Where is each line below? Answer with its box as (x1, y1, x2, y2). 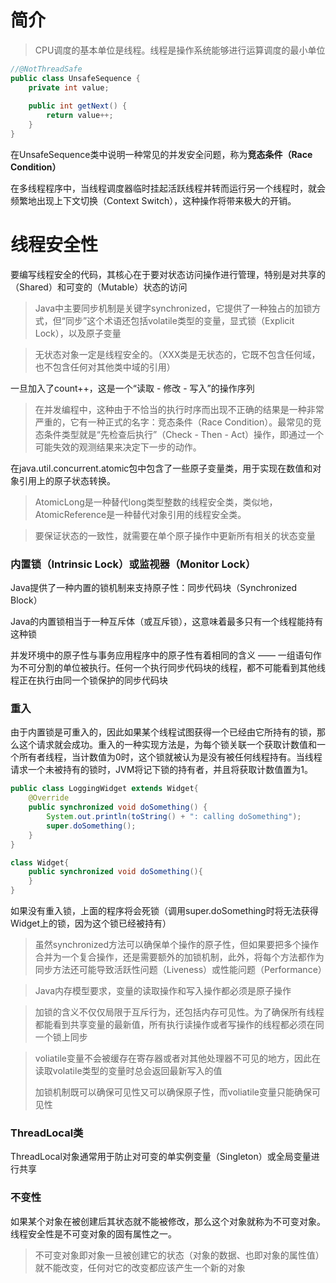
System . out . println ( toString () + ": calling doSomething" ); (46, 812, 302, 822)
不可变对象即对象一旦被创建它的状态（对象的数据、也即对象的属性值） (34, 1249, 325, 1261)
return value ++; (46, 111, 114, 121)
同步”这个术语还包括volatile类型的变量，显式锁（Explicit (64, 314, 295, 326)
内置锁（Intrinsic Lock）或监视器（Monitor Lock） (10, 557, 257, 571)
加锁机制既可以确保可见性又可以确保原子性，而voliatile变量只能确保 (34, 1086, 312, 1098)
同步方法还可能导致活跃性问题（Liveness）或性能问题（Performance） (34, 964, 327, 976)
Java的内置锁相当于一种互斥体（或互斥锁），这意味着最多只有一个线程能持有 (10, 616, 324, 628)
